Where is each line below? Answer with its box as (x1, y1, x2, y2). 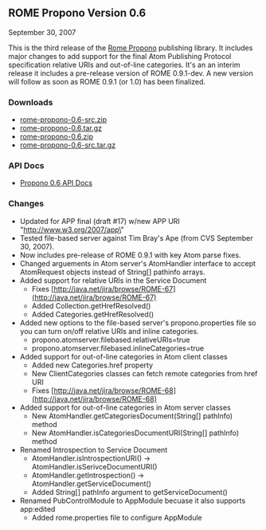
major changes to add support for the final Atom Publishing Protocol (8, 51, 232, 61)
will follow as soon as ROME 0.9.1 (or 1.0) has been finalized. (8, 77, 205, 86)
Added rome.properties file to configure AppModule (31, 512, 202, 522)
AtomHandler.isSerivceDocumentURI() (31, 461, 158, 471)
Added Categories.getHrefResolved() (31, 309, 154, 319)
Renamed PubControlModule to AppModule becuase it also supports (19, 496, 246, 505)
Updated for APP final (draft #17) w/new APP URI (19, 216, 181, 226)
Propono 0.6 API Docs (19, 179, 93, 188)
